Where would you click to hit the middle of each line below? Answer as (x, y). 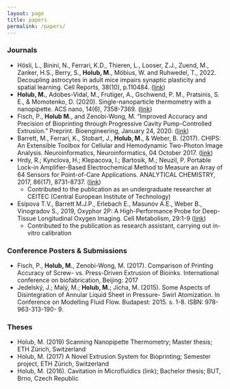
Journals (22, 50)
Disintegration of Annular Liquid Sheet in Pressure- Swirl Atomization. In (118, 294)
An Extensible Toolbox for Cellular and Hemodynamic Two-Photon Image (120, 145)
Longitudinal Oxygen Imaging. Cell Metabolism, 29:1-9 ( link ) (122, 218)
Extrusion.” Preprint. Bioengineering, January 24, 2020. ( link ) (103, 130)
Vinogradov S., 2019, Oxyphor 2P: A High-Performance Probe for (109, 211)
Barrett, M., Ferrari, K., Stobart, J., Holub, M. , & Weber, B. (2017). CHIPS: (119, 138)
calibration (56, 233)
